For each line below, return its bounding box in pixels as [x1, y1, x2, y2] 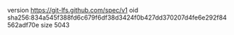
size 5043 [40, 21, 70, 29]
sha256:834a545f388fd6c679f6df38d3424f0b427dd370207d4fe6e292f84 [7, 13, 227, 22]
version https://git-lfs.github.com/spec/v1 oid [7, 6, 139, 14]
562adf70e [7, 21, 39, 29]
